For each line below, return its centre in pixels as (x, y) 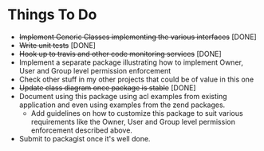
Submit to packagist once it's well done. (85, 138)
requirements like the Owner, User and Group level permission (133, 121)
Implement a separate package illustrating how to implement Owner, (131, 62)
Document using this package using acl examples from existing (123, 96)
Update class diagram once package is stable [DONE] (107, 87)
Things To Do (52, 15)
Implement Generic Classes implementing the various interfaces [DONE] (138, 37)
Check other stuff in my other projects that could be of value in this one (136, 79)
